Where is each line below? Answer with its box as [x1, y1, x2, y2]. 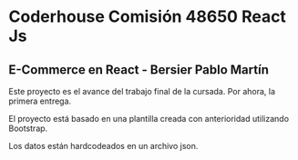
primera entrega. [8, 95, 72, 106]
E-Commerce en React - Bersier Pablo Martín [8, 62, 270, 77]
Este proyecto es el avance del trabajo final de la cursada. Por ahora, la [8, 86, 275, 96]
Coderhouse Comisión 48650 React [8, 6, 286, 27]
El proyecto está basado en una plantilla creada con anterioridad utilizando [8, 114, 289, 124]
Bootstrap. [8, 123, 48, 134]
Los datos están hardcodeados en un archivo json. [8, 141, 199, 151]
